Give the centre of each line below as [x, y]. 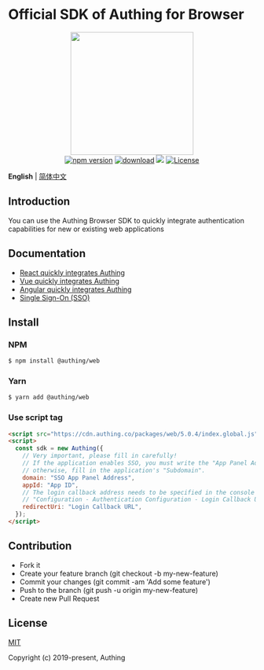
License [28, 623]
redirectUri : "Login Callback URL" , [82, 507]
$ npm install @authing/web [54, 361]
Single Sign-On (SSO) [55, 297]
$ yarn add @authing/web [49, 398]
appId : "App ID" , [51, 485]
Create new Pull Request [59, 598]
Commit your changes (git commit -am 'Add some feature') [115, 582]
